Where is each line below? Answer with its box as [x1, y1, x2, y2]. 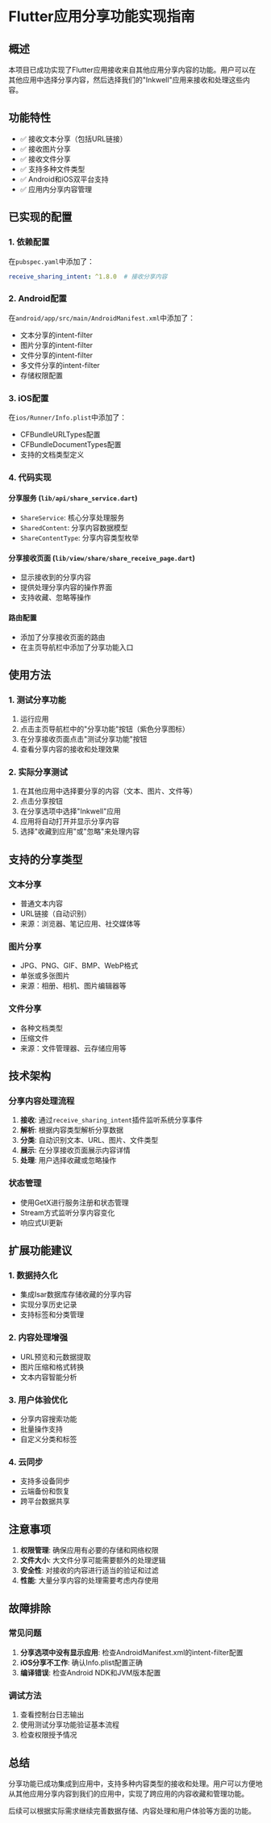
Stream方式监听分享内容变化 [19, 1207, 115, 1217]
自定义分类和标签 [19, 1434, 77, 1445]
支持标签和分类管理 [19, 1310, 85, 1319]
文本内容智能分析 [19, 1372, 77, 1382]
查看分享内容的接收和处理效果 [19, 744, 119, 755]
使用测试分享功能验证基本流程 [19, 1720, 119, 1729]
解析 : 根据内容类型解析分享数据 [19, 1125, 123, 1135]
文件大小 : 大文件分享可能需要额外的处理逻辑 [19, 1555, 166, 1566]
